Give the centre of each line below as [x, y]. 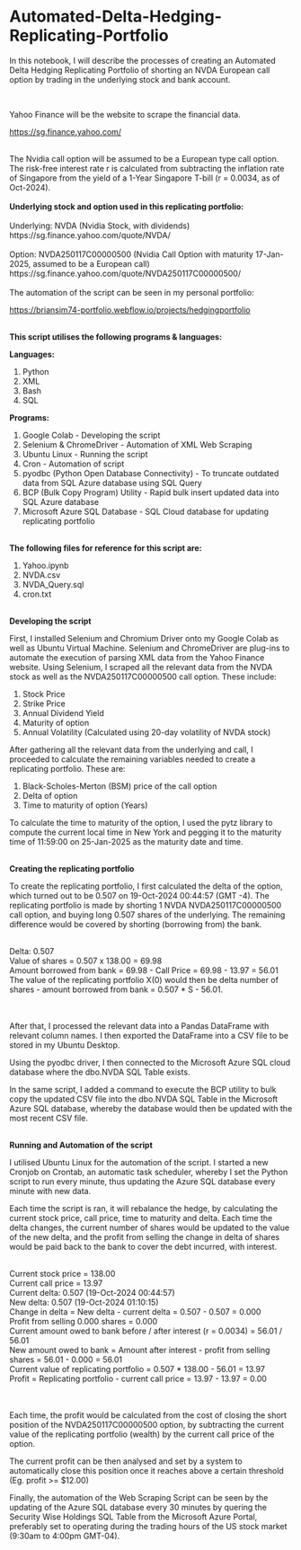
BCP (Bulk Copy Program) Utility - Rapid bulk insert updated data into [151, 492]
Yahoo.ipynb [45, 565]
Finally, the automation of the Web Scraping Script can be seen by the [139, 1497]
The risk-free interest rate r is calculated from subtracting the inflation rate [147, 168]
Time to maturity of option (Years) [85, 805]
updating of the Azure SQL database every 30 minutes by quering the [138, 1507]
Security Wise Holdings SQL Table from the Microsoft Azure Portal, [133, 1517]
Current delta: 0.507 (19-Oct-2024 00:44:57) [92, 1292]
